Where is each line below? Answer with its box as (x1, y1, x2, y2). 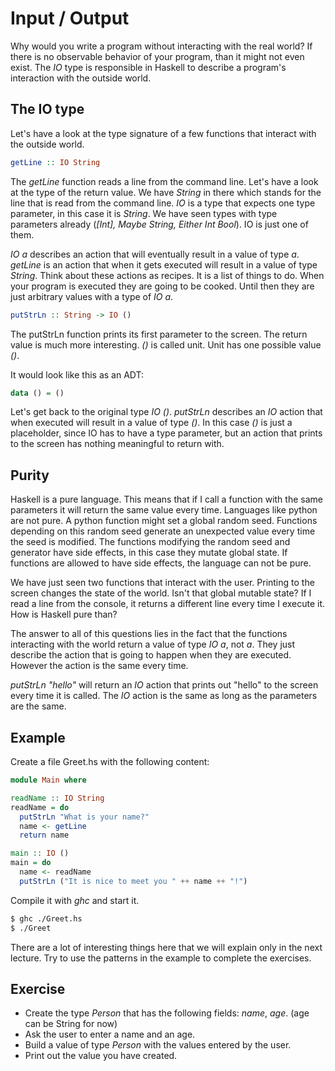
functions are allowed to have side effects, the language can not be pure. (10, 557, 312, 569)
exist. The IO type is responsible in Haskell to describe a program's (10, 61, 287, 73)
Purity (10, 467, 50, 484)
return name (19, 830, 70, 841)
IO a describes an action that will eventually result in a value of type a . (10, 248, 300, 260)
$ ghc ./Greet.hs (10, 913, 83, 924)
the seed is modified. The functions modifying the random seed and (10, 536, 291, 548)
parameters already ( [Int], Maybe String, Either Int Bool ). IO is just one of (10, 218, 309, 230)
